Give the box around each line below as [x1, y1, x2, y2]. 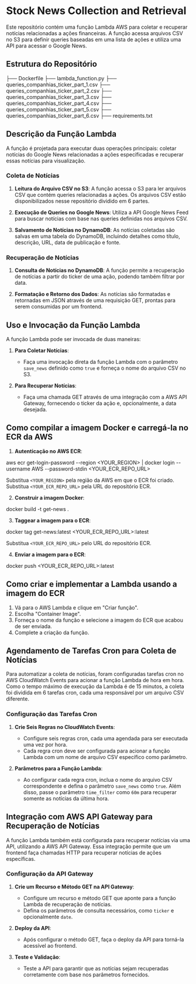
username [6, 465, 30, 472]
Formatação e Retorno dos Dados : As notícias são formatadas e [14, 291, 171, 298]
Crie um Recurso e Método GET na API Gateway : [14, 883, 135, 890]
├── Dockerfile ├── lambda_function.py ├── [6, 74, 117, 81]
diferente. [6, 696, 30, 703]
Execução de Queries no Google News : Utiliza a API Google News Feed [14, 209, 189, 216]
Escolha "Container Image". [14, 610, 81, 617]
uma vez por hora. [23, 741, 68, 748]
